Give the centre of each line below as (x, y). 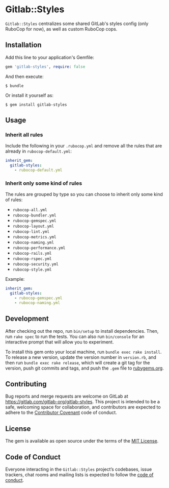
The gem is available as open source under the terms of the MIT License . (82, 441)
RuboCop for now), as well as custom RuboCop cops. (61, 29)
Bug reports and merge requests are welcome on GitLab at (67, 396)
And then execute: (24, 76)
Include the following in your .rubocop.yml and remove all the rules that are (84, 146)
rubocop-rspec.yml (32, 259)
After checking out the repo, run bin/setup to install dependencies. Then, (82, 331)
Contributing (26, 384)
